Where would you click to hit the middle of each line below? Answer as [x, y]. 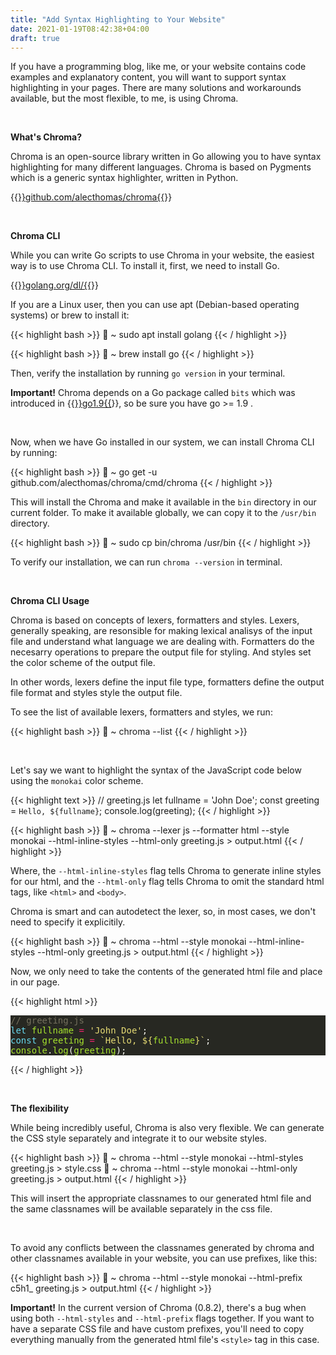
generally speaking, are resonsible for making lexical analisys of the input [161, 631]
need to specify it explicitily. [68, 922]
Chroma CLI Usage [50, 601]
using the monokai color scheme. [77, 781]
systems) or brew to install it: [70, 315]
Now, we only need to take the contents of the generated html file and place [166, 972]
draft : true [35, 38]
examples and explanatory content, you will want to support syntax [148, 77]
